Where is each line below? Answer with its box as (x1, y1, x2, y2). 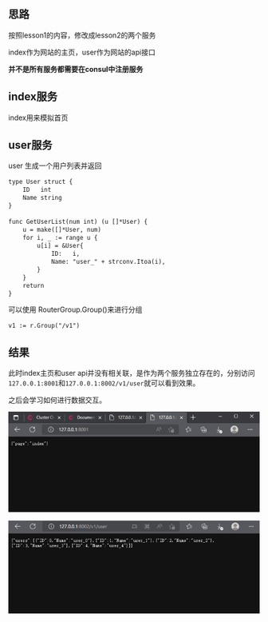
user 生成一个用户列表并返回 (8, 161, 102, 170)
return (22, 282, 45, 290)
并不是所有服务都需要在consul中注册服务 (8, 64, 144, 74)
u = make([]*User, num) (22, 226, 102, 234)
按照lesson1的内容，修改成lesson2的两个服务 (8, 30, 156, 40)
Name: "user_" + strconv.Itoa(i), (50, 258, 166, 266)
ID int (22, 186, 52, 194)
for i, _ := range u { (22, 234, 98, 242)
